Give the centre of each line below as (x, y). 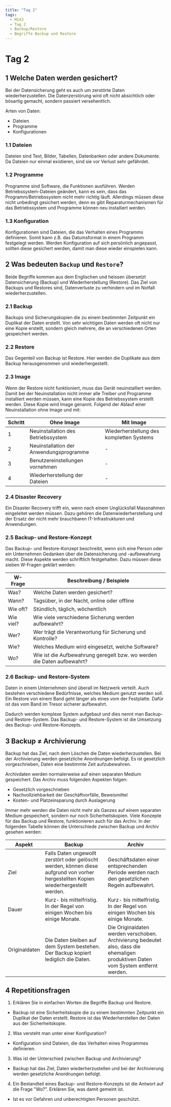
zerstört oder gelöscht (72, 860)
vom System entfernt (133, 966)
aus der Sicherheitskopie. (39, 1024)
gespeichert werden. (27, 334)
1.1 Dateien (19, 145)
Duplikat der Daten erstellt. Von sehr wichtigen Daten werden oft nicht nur (83, 323)
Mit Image (134, 422)
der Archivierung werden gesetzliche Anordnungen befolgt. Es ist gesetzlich (85, 759)
